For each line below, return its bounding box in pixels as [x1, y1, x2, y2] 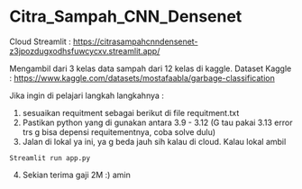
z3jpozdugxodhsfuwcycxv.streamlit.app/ [9, 45, 160, 56]
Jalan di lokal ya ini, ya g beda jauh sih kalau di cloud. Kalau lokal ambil [22, 136, 287, 147]
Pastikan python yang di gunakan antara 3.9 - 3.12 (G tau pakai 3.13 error [22, 117, 293, 128]
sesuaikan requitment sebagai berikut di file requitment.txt [22, 107, 240, 118]
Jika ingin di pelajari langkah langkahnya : [9, 90, 165, 101]
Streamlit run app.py [9, 153, 91, 163]
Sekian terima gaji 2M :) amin [22, 169, 131, 180]
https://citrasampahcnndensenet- [73, 36, 198, 47]
